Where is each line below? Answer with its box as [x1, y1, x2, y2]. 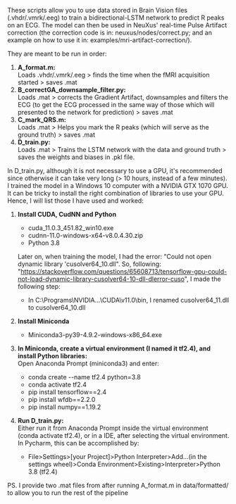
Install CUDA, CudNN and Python [17, 210, 117, 218]
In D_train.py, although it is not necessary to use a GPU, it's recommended [7, 167, 223, 175]
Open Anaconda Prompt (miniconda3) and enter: [17, 359, 160, 367]
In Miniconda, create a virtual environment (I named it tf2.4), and [17, 344, 211, 353]
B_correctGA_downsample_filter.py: [17, 86, 126, 94]
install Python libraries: [17, 352, 88, 360]
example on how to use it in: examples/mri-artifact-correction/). [7, 36, 192, 44]
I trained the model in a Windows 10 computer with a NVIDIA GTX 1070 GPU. [7, 182, 229, 189]
